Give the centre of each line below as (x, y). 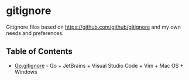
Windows (26, 72)
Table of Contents (39, 52)
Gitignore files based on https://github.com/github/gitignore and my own (94, 27)
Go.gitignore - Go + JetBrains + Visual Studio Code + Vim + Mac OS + (99, 65)
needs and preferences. (35, 33)
